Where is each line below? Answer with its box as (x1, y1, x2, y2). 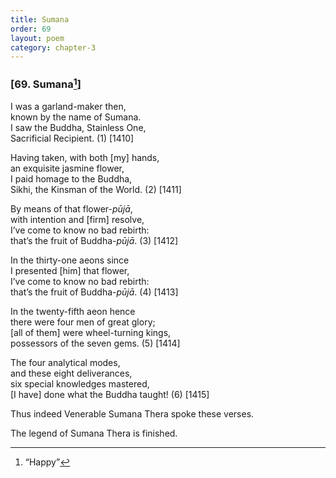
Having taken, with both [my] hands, (10, 152, 160, 163)
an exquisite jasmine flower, (10, 162, 125, 174)
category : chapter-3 (10, 42, 97, 53)
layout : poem (10, 33, 65, 43)
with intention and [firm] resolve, (10, 214, 145, 225)
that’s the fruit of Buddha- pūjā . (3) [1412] (10, 235, 179, 246)
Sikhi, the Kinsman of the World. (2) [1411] (10, 184, 182, 195)
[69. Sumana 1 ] (10, 76, 82, 91)
